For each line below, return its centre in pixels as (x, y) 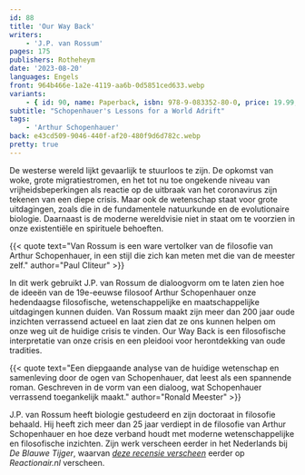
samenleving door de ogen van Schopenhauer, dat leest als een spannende (151, 377)
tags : (20, 119)
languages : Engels (44, 77)
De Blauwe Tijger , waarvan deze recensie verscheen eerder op (127, 453)
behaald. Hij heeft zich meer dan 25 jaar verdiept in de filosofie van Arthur (148, 424)
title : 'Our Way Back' (52, 26)
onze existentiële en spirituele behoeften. (87, 228)
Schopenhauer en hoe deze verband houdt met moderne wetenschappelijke (152, 433)
